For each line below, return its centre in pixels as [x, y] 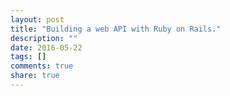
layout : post [37, 19]
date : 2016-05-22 [46, 47]
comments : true [42, 66]
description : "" [44, 38]
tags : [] [28, 57]
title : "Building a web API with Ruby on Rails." [116, 29]
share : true [35, 76]
